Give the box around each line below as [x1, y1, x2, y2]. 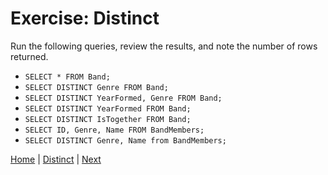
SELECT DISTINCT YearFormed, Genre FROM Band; [24, 93, 223, 103]
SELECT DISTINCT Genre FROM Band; [24, 82, 169, 92]
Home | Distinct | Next [10, 153, 102, 165]
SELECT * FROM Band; [24, 72, 111, 82]
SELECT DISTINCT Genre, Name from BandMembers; [24, 135, 227, 146]
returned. [10, 50, 49, 62]
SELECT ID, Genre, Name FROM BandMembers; [24, 125, 205, 135]
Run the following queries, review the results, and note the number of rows [10, 40, 318, 52]
